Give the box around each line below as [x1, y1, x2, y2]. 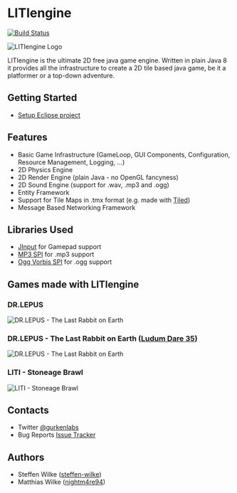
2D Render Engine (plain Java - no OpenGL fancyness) [17, 173, 179, 181]
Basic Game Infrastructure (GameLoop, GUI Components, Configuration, [17, 150, 231, 159]
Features [7, 132, 48, 144]
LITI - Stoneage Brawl [7, 368, 83, 378]
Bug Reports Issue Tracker [17, 430, 96, 439]
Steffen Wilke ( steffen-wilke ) [17, 470, 102, 479]
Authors [7, 451, 45, 463]
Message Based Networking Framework [17, 203, 136, 211]
